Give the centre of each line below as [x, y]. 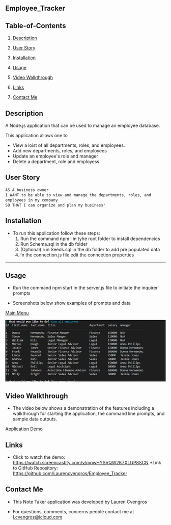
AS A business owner [27, 190]
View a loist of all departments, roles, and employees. [69, 145]
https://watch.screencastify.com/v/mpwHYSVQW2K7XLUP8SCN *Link [87, 463]
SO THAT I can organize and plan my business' [55, 205]
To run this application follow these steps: [56, 233]
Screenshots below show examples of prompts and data [72, 303]
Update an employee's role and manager [55, 156]
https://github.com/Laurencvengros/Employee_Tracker [70, 474]
